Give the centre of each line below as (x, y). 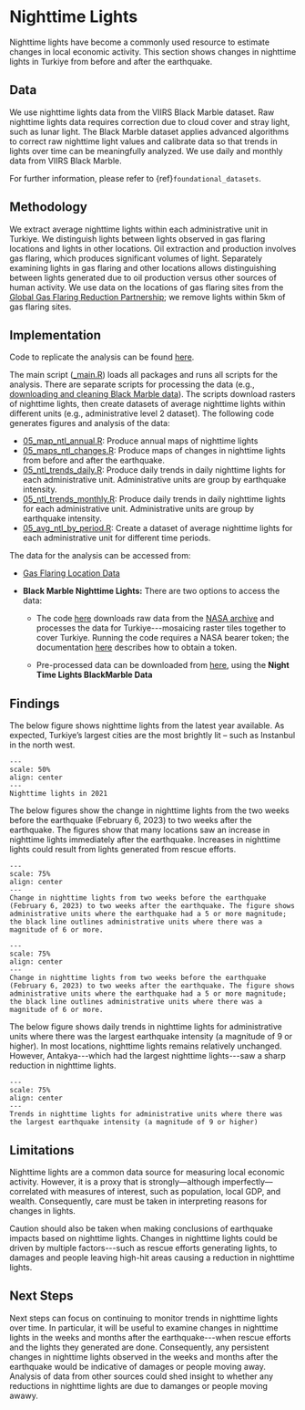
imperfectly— (247, 1182)
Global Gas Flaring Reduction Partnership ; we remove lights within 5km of (147, 297)
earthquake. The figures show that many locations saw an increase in (140, 830)
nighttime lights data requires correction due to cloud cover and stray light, (150, 121)
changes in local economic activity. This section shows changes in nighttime (153, 51)
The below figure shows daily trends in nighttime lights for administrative (146, 1027)
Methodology (49, 207)
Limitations (42, 1150)
